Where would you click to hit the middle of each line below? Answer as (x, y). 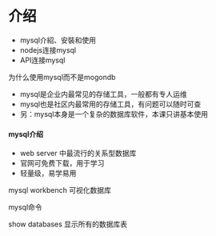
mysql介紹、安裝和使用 (58, 40)
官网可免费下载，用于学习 (62, 163)
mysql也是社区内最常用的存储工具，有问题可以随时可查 (110, 104)
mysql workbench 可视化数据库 (60, 190)
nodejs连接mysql (48, 50)
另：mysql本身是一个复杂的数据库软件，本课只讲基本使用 (114, 114)
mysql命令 (25, 207)
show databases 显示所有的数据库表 (68, 224)
